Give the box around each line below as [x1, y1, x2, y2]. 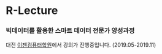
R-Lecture [6, 4, 58, 18]
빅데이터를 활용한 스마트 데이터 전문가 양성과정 [6, 27, 135, 35]
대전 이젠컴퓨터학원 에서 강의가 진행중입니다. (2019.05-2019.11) [6, 41, 156, 49]
